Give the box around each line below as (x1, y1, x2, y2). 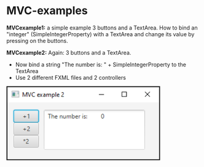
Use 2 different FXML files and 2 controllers (15, 74, 126, 81)
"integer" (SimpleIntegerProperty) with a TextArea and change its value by (6, 30, 195, 37)
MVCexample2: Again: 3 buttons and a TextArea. (6, 49, 131, 56)
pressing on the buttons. (6, 37, 69, 44)
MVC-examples (6, 4, 88, 18)
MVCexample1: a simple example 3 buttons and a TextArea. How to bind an (6, 24, 198, 31)
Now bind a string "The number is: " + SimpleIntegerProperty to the (15, 61, 186, 68)
